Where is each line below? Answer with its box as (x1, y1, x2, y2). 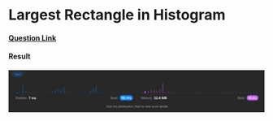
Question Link (8, 32, 57, 42)
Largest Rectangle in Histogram (8, 6, 226, 24)
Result (8, 51, 31, 62)
